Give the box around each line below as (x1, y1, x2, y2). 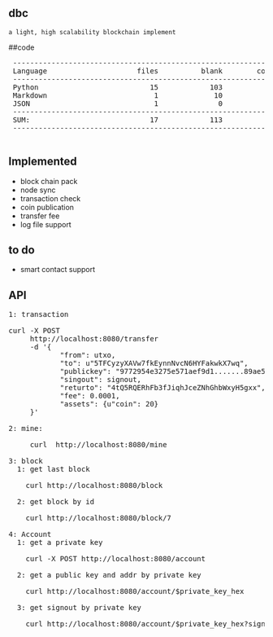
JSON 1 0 (12, 99, 223, 108)
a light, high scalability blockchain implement (8, 28, 176, 36)
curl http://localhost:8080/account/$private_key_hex (25, 586, 245, 596)
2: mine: (8, 424, 43, 433)
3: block (8, 456, 43, 466)
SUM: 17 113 (12, 115, 223, 125)
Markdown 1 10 (12, 90, 223, 100)
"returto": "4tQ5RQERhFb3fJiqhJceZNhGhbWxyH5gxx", (59, 383, 266, 393)
